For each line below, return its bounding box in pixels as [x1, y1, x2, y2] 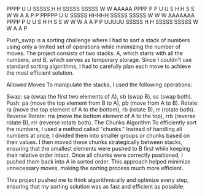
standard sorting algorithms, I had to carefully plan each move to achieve [6, 62, 191, 70]
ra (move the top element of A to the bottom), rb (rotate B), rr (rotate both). [6, 106, 195, 113]
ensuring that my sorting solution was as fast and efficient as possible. [6, 183, 185, 190]
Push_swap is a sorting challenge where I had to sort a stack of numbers [6, 37, 190, 43]
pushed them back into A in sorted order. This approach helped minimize [6, 158, 191, 165]
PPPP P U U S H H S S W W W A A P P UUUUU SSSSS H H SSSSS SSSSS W [6, 18, 198, 25]
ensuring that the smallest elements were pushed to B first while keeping [6, 145, 190, 152]
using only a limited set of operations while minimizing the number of [6, 43, 181, 50]
